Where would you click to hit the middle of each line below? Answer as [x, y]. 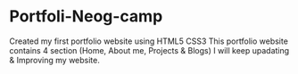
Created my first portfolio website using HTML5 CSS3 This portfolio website [149, 41]
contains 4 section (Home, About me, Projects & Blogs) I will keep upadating [149, 50]
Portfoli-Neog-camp [86, 16]
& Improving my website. [54, 60]
